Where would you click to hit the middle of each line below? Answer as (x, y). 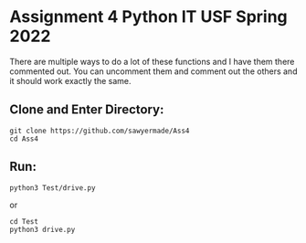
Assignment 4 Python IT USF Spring (148, 17)
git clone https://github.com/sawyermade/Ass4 (100, 131)
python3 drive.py (42, 229)
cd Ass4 (24, 139)
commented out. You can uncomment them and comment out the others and (153, 71)
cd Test (24, 221)
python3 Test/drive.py (53, 188)
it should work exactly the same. (70, 80)
